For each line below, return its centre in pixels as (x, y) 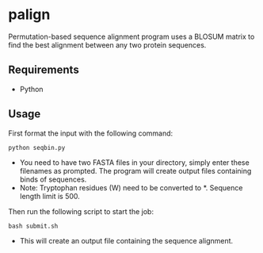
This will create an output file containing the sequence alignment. (126, 240)
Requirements (44, 70)
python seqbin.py (37, 148)
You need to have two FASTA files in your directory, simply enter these (134, 162)
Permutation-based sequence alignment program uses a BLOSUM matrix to (131, 36)
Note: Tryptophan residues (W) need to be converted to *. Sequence (131, 187)
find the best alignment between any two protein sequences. (107, 44)
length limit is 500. (50, 196)
